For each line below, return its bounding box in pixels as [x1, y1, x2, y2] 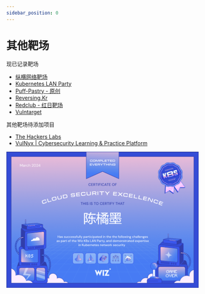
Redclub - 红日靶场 [15, 101, 63, 109]
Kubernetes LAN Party [15, 80, 72, 87]
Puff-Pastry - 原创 [15, 87, 61, 95]
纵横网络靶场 [15, 73, 48, 81]
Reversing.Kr [15, 94, 48, 101]
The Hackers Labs [15, 133, 62, 140]
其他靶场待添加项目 [6, 121, 55, 128]
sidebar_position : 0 [6, 10, 59, 16]
